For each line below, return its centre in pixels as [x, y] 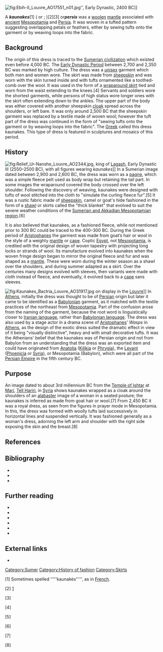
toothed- [145, 80]
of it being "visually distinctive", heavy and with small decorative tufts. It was [82, 333]
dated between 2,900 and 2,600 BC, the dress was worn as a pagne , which [81, 174]
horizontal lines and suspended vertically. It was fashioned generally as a [78, 416]
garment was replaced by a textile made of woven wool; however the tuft [78, 116]
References [23, 442]
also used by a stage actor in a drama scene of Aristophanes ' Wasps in [76, 322]
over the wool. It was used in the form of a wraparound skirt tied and [86, 85]
